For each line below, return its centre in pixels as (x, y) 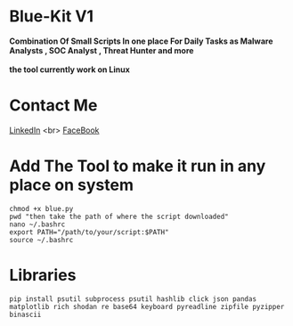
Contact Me (53, 106)
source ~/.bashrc (41, 240)
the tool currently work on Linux (70, 69)
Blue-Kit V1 (52, 16)
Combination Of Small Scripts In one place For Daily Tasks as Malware (141, 41)
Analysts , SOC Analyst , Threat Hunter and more (102, 50)
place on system (71, 185)
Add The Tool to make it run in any (138, 166)
